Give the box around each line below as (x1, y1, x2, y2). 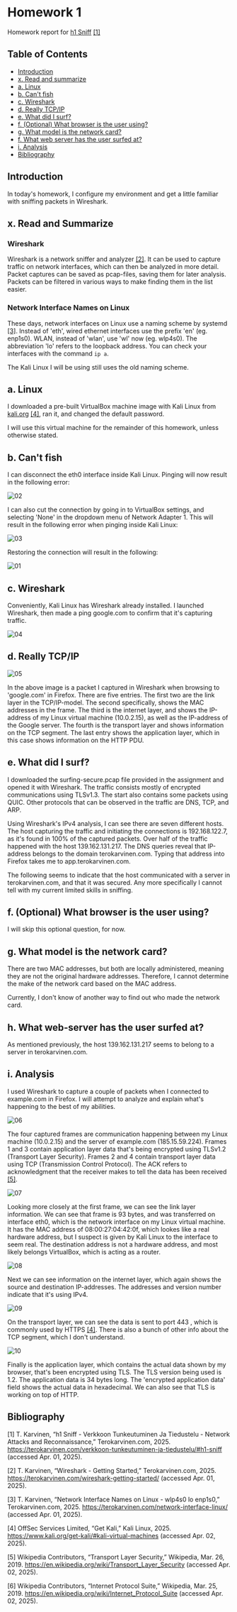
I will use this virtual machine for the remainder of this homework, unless (7, 424, 219, 432)
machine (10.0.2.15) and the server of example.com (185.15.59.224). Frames (7, 1137, 227, 1146)
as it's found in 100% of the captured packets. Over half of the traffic (7, 834, 208, 843)
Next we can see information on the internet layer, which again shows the (7, 1275, 221, 1283)
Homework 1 (7, 4, 82, 21)
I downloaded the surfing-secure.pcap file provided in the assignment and (7, 775, 224, 784)
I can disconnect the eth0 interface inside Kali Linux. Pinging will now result (7, 470, 228, 479)
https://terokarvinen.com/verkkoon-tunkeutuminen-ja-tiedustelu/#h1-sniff (7, 1445, 223, 1453)
